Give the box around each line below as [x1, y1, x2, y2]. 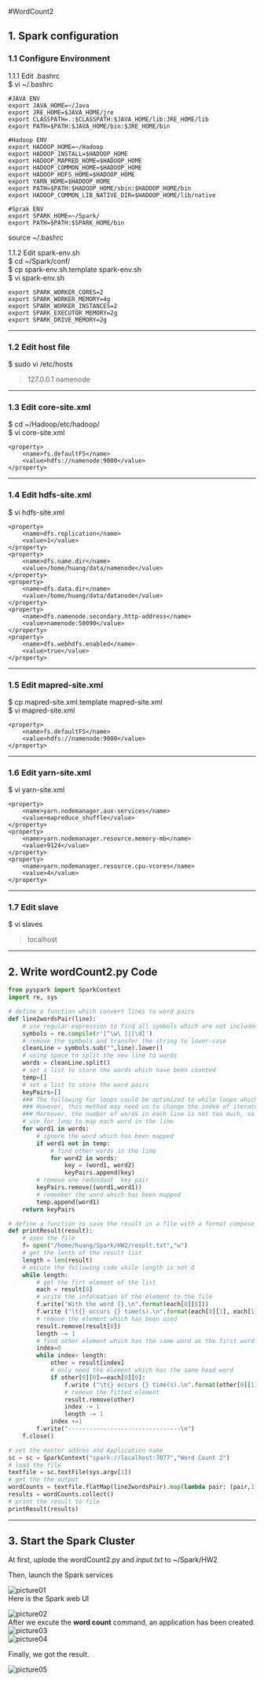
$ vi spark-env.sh [8, 273, 65, 282]
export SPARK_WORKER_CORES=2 [8, 288, 104, 296]
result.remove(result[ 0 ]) [36, 1322, 122, 1330]
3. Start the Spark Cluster [8, 1535, 136, 1548]
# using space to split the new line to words [22, 1051, 178, 1059]
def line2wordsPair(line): [8, 1014, 97, 1023]
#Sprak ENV [8, 205, 44, 213]
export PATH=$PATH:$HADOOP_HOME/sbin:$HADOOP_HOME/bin [8, 184, 192, 192]
